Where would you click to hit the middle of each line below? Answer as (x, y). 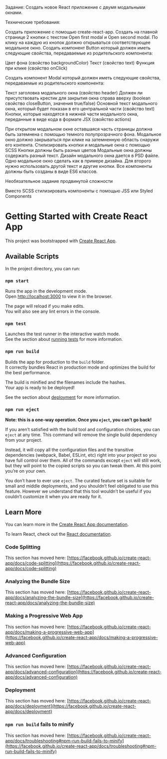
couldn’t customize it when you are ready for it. (54, 496)
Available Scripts (32, 257)
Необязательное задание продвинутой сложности (59, 181)
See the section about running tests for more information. (64, 339)
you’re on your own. (26, 471)
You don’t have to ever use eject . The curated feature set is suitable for (79, 480)
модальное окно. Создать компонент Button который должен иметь (78, 48)
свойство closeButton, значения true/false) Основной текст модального (82, 103)
